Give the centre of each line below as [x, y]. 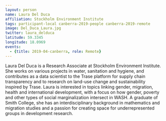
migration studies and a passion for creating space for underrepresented [80, 108]
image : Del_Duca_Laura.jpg [33, 28]
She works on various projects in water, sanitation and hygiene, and [75, 71]
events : [13, 47]
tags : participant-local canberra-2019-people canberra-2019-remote [78, 24]
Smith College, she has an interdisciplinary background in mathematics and [83, 103]
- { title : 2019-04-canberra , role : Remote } [55, 51]
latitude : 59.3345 [24, 38]
